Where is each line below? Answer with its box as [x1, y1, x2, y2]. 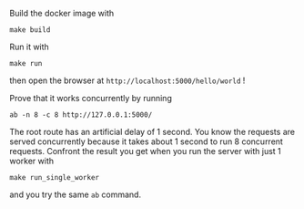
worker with [9, 155, 55, 166]
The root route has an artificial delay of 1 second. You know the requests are [9, 127, 296, 137]
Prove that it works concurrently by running [9, 93, 173, 103]
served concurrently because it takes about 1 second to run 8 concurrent [9, 136, 284, 147]
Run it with [9, 41, 50, 52]
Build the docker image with [9, 8, 115, 18]
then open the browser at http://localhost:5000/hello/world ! [9, 75, 246, 86]
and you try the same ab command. [9, 189, 142, 200]
